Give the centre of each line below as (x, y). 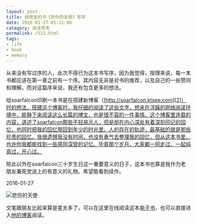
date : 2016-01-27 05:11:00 (39, 22)
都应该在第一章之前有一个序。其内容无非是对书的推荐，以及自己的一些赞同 (101, 80)
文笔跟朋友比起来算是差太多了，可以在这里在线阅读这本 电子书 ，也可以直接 (96, 208)
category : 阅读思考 (28, 28)
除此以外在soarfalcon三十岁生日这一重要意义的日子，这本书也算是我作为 (94, 164)
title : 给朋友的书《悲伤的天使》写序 (46, 17)
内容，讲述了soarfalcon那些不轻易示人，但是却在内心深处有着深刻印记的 (94, 122)
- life (14, 45)
